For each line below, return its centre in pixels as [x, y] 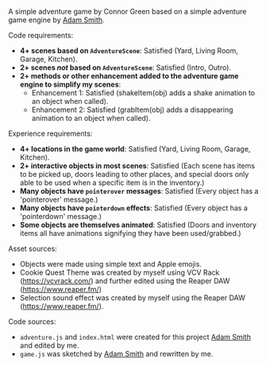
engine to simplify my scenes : [70, 84]
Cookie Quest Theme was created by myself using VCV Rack [120, 272]
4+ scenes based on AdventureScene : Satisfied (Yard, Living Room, [129, 50]
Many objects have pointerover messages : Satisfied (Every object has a [139, 191]
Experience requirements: [50, 133]
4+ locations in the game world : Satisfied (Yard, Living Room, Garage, [135, 149]
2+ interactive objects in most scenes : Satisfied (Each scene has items [137, 166]
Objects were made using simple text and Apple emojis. [111, 264]
